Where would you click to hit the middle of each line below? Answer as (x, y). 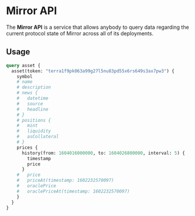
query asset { (23, 65)
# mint (27, 126)
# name (25, 82)
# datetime (33, 98)
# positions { (34, 120)
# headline (33, 109)
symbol (25, 77)
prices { (27, 147)
